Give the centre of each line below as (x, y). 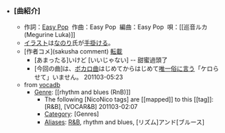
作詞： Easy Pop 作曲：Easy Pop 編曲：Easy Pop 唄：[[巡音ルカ (116, 27)
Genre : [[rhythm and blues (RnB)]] (82, 92)
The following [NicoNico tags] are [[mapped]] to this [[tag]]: (129, 99)
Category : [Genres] (72, 114)
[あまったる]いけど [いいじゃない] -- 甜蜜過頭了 (101, 60)
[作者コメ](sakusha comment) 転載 (73, 51)
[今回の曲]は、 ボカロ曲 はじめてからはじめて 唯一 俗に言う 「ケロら (127, 69)
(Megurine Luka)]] (49, 35)
